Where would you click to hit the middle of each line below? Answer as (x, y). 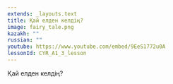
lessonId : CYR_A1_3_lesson (47, 54)
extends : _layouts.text (42, 14)
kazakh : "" (23, 34)
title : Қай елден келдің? (45, 20)
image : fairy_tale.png (41, 27)
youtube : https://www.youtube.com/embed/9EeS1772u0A (86, 47)
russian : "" (25, 40)
